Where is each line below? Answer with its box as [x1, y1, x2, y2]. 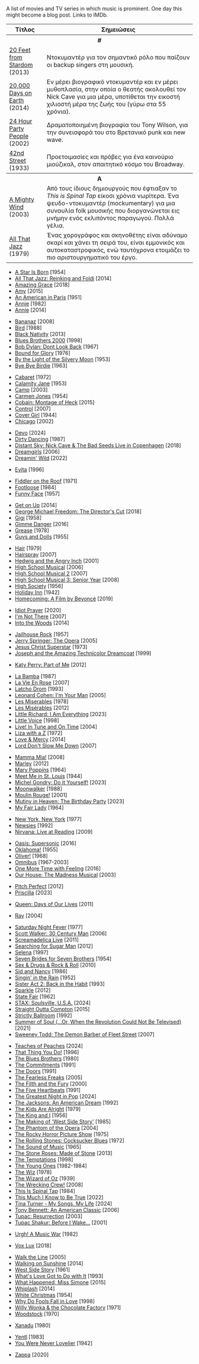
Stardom [9, 61, 33, 69]
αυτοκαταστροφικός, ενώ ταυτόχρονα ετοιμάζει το [46, 246, 190, 254]
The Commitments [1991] [14, 1061, 76, 1068]
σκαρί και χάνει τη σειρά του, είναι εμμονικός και [46, 239, 185, 246]
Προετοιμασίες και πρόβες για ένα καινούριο [46, 153, 174, 161]
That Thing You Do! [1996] [14, 1049, 79, 1056]
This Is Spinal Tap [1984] [14, 1188, 76, 1194]
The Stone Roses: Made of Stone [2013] [14, 1150, 113, 1157]
